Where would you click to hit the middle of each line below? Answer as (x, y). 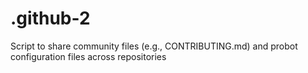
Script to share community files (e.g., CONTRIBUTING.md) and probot (154, 46)
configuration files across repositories (88, 56)
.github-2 (50, 18)
